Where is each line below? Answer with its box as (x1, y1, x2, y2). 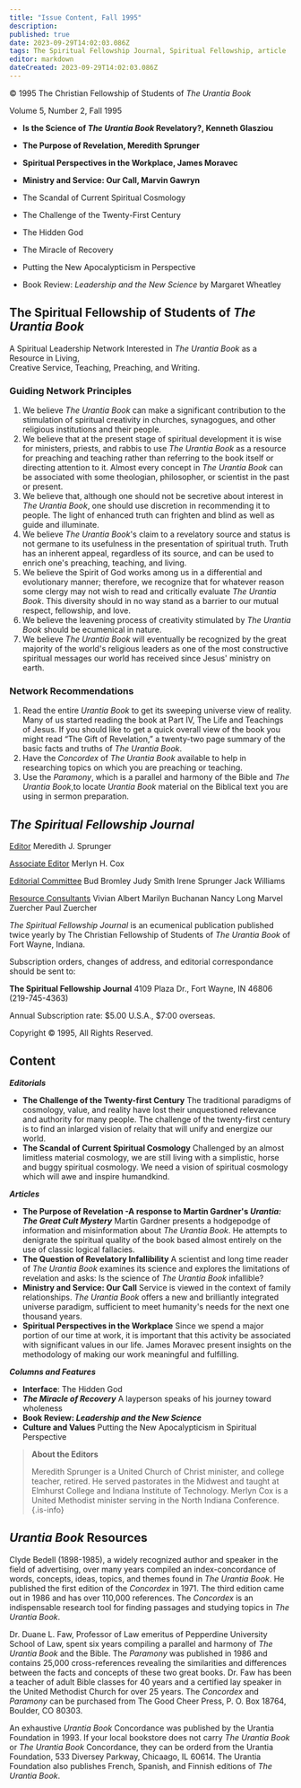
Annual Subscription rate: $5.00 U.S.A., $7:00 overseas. (9, 1011, 216, 1021)
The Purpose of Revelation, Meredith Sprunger (21, 140, 200, 151)
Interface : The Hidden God (21, 1383, 123, 1394)
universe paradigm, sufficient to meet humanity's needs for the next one (21, 1301, 289, 1311)
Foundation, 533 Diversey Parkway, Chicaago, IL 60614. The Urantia (9, 1751, 262, 1762)
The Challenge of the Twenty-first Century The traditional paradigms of (21, 1094, 292, 1105)
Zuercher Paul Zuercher (9, 903, 98, 914)
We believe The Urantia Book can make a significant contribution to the (21, 405, 287, 416)
